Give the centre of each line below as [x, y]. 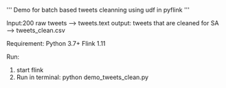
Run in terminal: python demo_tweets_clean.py [82, 77]
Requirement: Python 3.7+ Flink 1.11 [56, 43]
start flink [30, 70]
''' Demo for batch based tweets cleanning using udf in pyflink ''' [98, 10]
